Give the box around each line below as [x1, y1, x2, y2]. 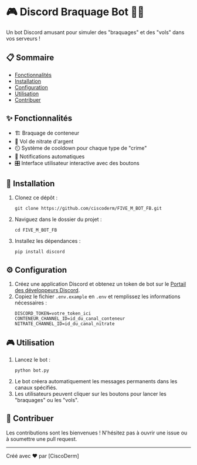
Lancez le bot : [14, 356, 51, 363]
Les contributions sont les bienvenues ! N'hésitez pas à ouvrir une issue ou [6, 429, 188, 436]
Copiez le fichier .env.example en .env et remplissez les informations [14, 293, 181, 300]
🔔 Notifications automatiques [14, 153, 85, 160]
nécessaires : [14, 299, 47, 306]
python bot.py [14, 367, 49, 373]
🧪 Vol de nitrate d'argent [14, 138, 74, 145]
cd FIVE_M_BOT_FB [14, 228, 57, 233]
